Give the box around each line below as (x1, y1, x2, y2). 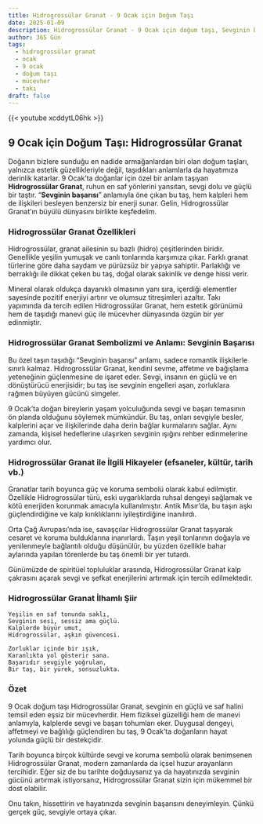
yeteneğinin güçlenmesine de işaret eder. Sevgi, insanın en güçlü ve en (8, 372, 237, 381)
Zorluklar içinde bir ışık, (8, 645, 100, 653)
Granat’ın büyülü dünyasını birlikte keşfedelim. (8, 207, 157, 217)
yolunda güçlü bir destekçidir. (8, 735, 103, 744)
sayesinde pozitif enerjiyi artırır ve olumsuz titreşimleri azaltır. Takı (8, 293, 221, 302)
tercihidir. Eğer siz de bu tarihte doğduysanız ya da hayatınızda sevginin (8, 767, 240, 776)
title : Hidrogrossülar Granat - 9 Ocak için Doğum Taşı (8, 11, 194, 20)
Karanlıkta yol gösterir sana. (8, 652, 110, 660)
